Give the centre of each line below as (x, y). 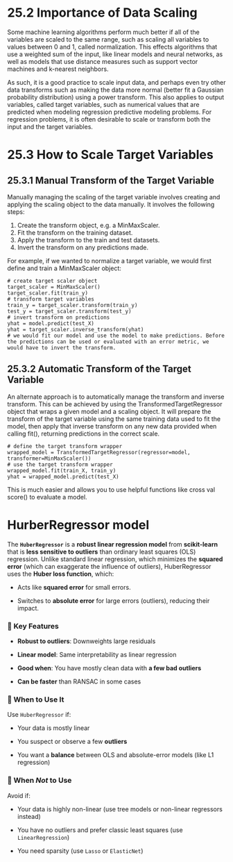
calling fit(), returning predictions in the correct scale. (84, 433)
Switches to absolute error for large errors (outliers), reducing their (113, 600)
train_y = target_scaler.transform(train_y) (72, 305)
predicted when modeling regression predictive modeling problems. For (110, 112)
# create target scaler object (52, 281)
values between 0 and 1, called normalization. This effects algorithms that (112, 47)
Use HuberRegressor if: (39, 715)
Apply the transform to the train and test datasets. (88, 240)
